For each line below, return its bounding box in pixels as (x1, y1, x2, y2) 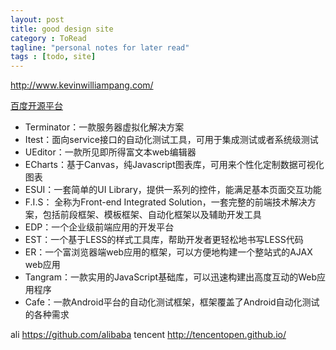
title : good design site (10, 24, 114, 34)
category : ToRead (10, 33, 87, 43)
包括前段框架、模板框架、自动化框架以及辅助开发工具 (42, 209, 262, 221)
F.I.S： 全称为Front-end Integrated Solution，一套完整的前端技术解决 (24, 196, 308, 208)
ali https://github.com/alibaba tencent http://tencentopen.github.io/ (10, 329, 287, 341)
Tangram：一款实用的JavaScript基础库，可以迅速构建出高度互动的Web (24, 271, 317, 283)
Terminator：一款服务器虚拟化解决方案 (24, 121, 185, 133)
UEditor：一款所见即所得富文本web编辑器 (24, 146, 197, 158)
